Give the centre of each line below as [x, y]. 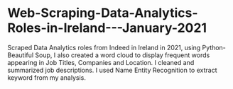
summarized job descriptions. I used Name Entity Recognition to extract [112, 70]
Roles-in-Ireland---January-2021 [107, 28]
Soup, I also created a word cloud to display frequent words [123, 55]
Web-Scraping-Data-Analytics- [103, 13]
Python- [214, 47]
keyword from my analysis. [47, 77]
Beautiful [21, 55]
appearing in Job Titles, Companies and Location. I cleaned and [101, 62]
